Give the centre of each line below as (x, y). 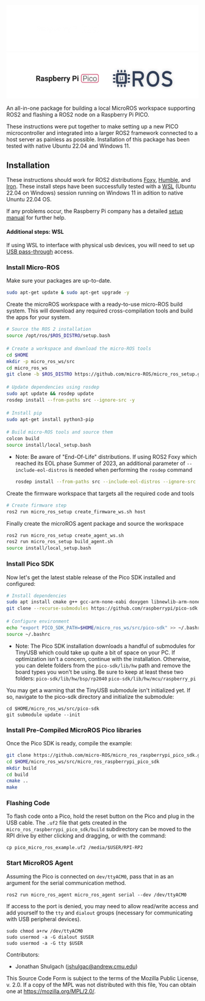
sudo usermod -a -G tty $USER (45, 943)
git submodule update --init (43, 715)
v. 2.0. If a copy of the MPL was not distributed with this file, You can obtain (101, 985)
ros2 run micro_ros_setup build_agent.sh (60, 542)
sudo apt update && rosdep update (50, 394)
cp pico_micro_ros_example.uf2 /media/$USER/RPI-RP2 (75, 848)
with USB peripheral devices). (44, 919)
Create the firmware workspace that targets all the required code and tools (100, 493)
